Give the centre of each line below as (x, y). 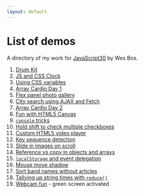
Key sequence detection (45, 139)
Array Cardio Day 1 (39, 88)
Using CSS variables (41, 82)
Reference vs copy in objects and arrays (65, 152)
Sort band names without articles (56, 171)
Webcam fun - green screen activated (62, 183)
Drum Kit (26, 69)
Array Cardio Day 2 (39, 108)
